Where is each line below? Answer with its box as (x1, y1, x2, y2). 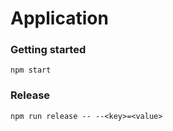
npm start (10, 65, 52, 76)
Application (10, 7, 109, 30)
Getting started (10, 43, 87, 57)
